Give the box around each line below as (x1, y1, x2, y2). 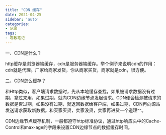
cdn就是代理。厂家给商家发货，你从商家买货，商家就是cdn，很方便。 (5, 66, 149, 73)
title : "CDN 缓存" (5, 7, 42, 13)
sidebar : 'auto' (5, 17, 39, 22)
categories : (5, 21, 30, 27)
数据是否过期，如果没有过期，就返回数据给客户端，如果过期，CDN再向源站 (5, 101, 160, 107)
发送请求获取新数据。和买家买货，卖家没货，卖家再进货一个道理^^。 (5, 107, 146, 113)
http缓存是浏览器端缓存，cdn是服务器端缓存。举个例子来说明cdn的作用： (5, 60, 157, 66)
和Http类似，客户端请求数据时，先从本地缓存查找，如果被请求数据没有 (5, 88, 151, 94)
